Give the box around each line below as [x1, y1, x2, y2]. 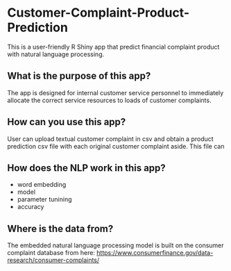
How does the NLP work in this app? [7, 162, 166, 174]
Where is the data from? [7, 222, 114, 234]
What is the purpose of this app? [7, 70, 151, 82]
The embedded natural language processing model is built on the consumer [7, 241, 224, 249]
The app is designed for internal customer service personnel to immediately [7, 88, 224, 97]
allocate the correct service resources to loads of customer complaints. [7, 96, 212, 104]
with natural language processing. [7, 50, 105, 58]
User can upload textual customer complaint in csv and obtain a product [7, 134, 214, 143]
